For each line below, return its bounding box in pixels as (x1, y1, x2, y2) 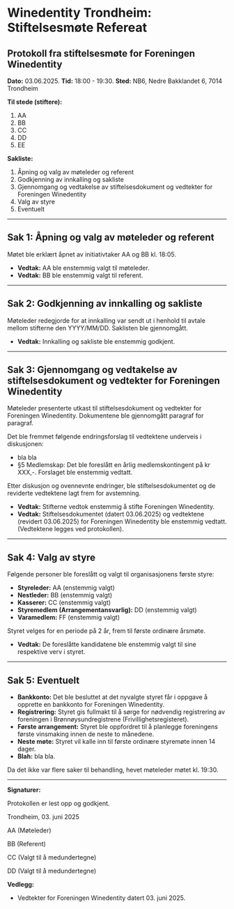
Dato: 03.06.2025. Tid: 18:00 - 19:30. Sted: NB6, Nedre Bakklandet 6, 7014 (7, 77, 223, 85)
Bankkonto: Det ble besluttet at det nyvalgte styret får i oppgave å (17, 693, 208, 701)
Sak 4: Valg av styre (7, 551, 96, 563)
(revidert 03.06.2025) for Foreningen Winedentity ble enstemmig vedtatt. (17, 517, 228, 526)
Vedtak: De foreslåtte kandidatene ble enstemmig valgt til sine (17, 640, 196, 649)
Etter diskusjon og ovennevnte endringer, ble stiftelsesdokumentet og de (7, 482, 216, 490)
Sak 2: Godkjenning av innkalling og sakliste (7, 298, 203, 310)
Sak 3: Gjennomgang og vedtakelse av (7, 364, 178, 376)
